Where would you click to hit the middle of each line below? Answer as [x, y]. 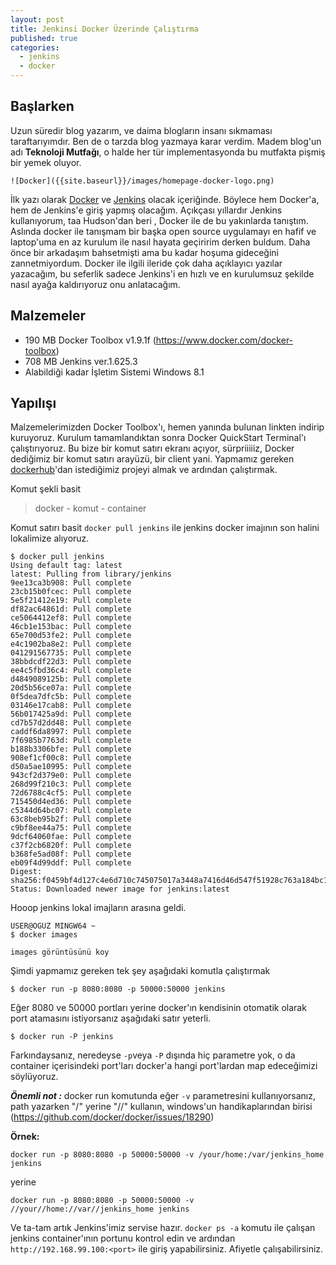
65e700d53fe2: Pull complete [71, 636]
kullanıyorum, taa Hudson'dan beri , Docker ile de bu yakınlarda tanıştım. [159, 220]
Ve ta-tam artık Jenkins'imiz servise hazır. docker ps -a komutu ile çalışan [163, 1228]
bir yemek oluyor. [46, 162]
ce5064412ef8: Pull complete [71, 618]
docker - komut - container [90, 508]
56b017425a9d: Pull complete [71, 714]
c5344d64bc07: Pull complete [71, 811]
